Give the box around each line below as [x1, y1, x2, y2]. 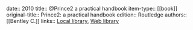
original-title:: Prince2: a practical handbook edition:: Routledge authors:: [6, 11, 187, 18]
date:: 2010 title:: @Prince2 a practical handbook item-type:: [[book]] [6, 5, 178, 12]
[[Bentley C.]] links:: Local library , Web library [6, 18, 119, 24]
